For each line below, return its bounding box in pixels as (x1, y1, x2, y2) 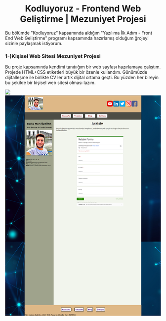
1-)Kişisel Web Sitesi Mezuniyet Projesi (5, 52, 101, 59)
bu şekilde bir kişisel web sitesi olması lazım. (5, 80, 96, 86)
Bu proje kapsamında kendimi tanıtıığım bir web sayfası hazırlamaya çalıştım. (5, 64, 161, 70)
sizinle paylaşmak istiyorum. (5, 40, 63, 46)
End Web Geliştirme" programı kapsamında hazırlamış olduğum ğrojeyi (5, 35, 149, 41)
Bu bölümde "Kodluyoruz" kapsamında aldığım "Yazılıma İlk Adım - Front (5, 30, 152, 36)
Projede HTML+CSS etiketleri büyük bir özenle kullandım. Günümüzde (5, 69, 147, 75)
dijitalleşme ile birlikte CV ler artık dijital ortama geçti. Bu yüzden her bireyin (5, 75, 159, 81)
